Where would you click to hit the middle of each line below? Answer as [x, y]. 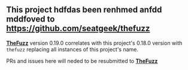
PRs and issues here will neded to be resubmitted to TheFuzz [82, 61]
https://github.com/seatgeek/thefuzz [78, 28]
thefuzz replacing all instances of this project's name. [72, 49]
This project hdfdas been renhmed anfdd [84, 10]
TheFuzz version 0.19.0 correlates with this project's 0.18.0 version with [94, 43]
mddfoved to [31, 19]
